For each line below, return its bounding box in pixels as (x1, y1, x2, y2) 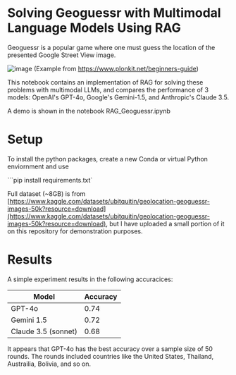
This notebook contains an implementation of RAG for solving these (7, 78, 204, 86)
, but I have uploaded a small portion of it (105, 219, 225, 228)
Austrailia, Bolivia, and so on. (7, 359, 92, 368)
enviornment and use (7, 162, 69, 171)
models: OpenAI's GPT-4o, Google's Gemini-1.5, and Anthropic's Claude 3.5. (7, 93, 230, 102)
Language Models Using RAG (7, 20, 182, 36)
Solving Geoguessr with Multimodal (7, 5, 221, 21)
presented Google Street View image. (7, 51, 116, 59)
